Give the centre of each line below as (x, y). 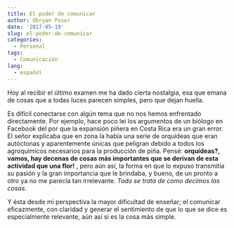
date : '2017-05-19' (36, 27)
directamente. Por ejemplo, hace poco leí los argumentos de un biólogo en (115, 121)
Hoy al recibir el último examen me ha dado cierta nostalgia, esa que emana (117, 93)
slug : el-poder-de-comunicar (50, 33)
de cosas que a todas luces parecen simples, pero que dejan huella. (106, 100)
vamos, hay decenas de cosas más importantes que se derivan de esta (113, 158)
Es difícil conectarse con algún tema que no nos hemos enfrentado (104, 114)
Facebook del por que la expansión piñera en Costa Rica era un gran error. (115, 128)
